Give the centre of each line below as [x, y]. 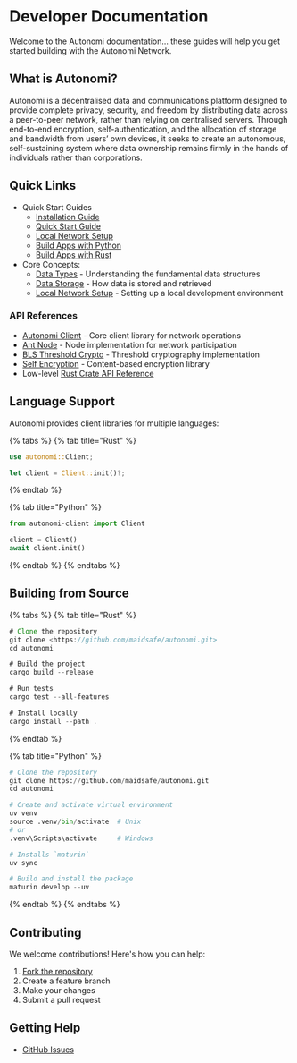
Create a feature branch [66, 981]
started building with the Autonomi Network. [91, 50]
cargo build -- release [51, 673]
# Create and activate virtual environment [91, 805]
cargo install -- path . [54, 721]
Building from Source [69, 594]
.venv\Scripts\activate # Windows [81, 838]
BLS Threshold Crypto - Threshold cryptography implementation [141, 354]
